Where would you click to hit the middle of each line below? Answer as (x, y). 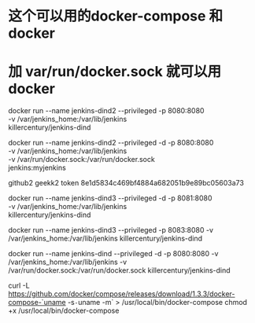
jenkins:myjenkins (37, 168)
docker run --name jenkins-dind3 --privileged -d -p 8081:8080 (110, 198)
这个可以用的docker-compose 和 (116, 16)
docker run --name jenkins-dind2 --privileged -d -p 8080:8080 (111, 143)
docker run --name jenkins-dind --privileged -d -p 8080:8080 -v (113, 254)
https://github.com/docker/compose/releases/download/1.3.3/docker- (122, 294)
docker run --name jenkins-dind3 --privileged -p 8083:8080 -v (111, 230)
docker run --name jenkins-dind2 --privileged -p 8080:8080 (106, 111)
